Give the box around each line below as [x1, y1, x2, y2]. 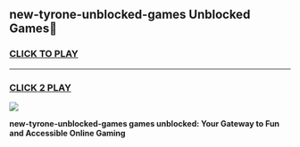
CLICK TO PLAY [9, 48, 79, 61]
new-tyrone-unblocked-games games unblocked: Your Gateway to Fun [9, 118, 279, 128]
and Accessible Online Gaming [9, 127, 126, 138]
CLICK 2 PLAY [9, 81, 71, 94]
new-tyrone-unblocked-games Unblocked [9, 7, 251, 22]
